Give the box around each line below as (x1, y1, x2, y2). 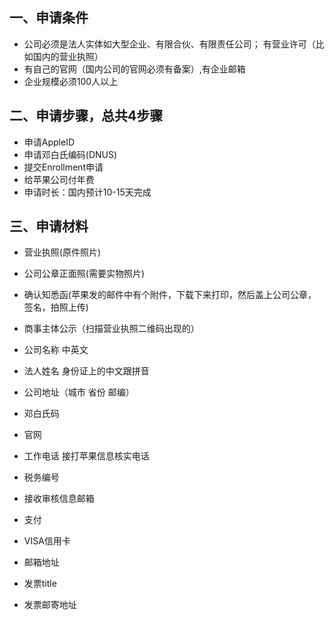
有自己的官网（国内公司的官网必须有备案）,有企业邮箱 (23, 63, 246, 75)
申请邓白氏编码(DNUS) (23, 148, 118, 160)
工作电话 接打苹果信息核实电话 (23, 450, 150, 462)
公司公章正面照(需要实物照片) (23, 268, 146, 280)
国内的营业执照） (32, 50, 104, 62)
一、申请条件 (9, 9, 89, 27)
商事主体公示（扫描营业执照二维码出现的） (23, 323, 200, 335)
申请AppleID (23, 136, 76, 148)
